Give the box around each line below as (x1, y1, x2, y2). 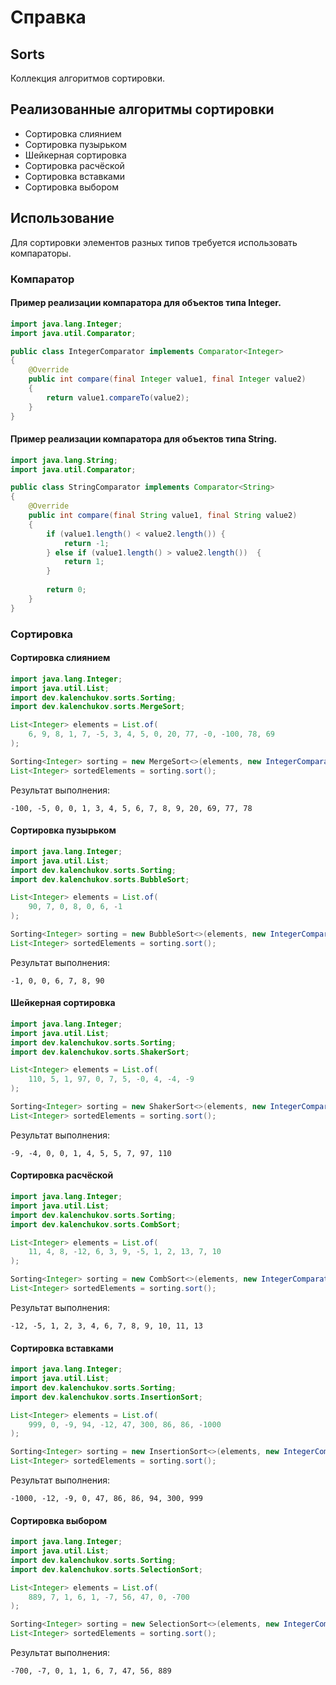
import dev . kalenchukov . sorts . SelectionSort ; (10, 1564, 203, 1575)
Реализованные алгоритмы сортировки (10, 101, 275, 118)
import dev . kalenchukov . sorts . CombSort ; (10, 1219, 182, 1230)
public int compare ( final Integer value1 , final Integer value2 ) (28, 374, 307, 385)
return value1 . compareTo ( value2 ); (46, 392, 190, 403)
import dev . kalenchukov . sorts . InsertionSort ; (10, 1392, 203, 1402)
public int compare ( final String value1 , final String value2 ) (28, 511, 298, 521)
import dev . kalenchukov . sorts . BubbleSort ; (10, 874, 190, 885)
